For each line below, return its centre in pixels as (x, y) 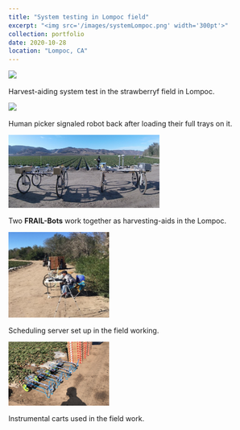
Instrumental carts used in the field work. (77, 418)
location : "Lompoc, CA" (48, 51)
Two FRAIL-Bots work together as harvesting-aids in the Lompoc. (118, 221)
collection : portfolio (46, 34)
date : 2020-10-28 (37, 43)
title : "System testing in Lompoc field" (79, 17)
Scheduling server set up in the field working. (84, 330)
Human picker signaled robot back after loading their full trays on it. (120, 124)
